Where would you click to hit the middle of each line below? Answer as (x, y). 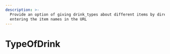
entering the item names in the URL (48, 19)
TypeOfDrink (33, 44)
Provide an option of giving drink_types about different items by (82, 14)
